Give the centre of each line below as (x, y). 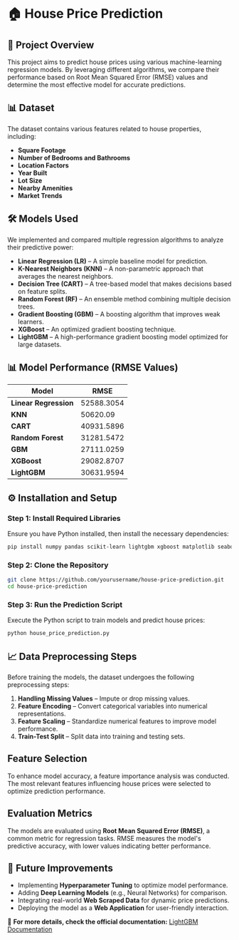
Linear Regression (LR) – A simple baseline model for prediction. (112, 261)
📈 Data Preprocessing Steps (72, 656)
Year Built (32, 172)
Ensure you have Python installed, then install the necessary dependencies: (118, 534)
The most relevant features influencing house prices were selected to (109, 783)
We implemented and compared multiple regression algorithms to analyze (116, 239)
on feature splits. (42, 291)
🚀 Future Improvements (60, 868)
